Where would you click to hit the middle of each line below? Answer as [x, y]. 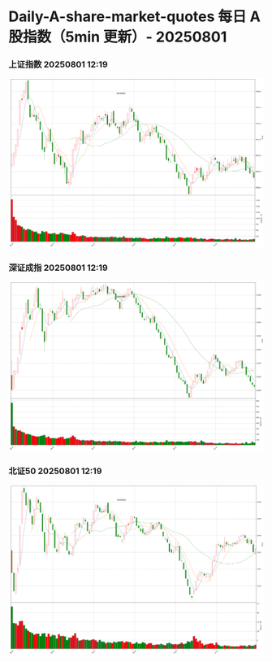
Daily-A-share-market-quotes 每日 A [135, 17]
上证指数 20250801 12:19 [58, 64]
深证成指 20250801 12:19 [58, 268]
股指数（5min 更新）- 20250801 [118, 37]
